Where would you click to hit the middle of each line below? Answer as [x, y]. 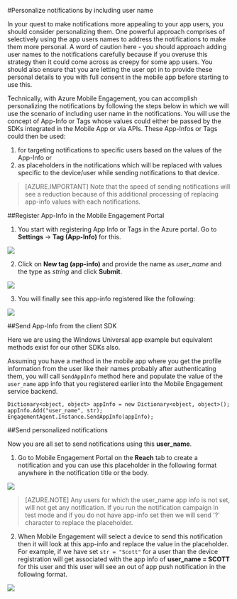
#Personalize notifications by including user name [81, 10]
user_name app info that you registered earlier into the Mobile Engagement [115, 384]
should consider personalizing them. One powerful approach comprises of [116, 32]
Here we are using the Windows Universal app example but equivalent [110, 340]
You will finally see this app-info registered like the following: [106, 299]
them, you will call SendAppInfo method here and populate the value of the [115, 376]
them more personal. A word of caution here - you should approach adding [117, 47]
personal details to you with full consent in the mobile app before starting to [118, 77]
